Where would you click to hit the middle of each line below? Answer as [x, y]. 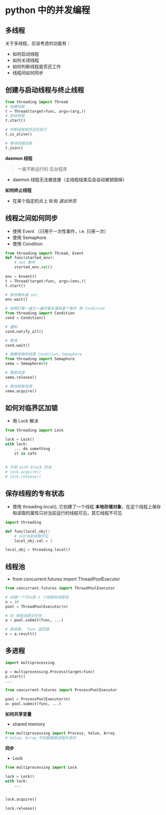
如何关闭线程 [25, 60]
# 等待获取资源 [19, 386]
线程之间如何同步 [31, 218]
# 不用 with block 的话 [28, 467]
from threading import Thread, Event [44, 253]
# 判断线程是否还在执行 [26, 130]
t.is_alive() [19, 134]
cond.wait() [17, 345]
